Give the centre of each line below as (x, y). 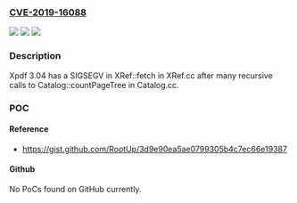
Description (35, 56)
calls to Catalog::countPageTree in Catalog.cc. (95, 85)
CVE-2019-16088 (48, 12)
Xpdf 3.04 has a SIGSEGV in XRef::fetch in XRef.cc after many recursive (141, 75)
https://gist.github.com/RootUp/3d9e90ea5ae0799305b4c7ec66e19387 (155, 149)
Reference (29, 129)
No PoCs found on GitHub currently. (75, 189)
